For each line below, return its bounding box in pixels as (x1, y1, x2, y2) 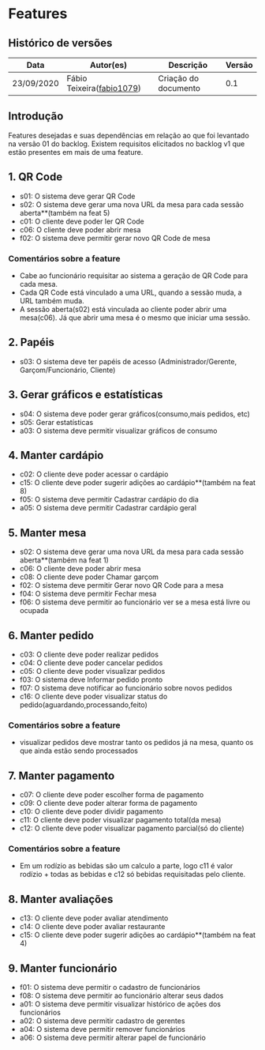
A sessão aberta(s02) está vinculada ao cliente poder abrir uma (19, 304, 227, 314)
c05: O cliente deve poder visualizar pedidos (19, 666, 166, 676)
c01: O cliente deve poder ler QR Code (19, 216, 144, 226)
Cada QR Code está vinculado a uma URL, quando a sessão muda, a (19, 288, 242, 297)
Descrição (168, 60, 207, 70)
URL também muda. (19, 295, 84, 305)
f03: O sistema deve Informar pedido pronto (19, 675, 163, 684)
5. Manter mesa (8, 526, 87, 540)
